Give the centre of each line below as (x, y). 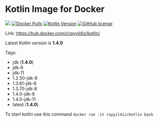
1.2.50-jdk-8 (25, 78)
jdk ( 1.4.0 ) (23, 62)
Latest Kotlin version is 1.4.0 (34, 43)
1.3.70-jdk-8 (25, 89)
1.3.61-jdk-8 (24, 83)
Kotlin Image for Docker (55, 9)
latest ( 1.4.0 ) (25, 104)
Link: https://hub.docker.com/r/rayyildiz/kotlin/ (53, 33)
